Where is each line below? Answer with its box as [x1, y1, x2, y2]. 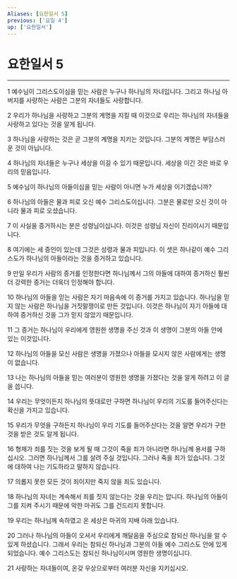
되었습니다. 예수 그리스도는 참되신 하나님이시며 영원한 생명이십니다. [7, 549, 193, 558]
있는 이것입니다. [7, 335, 51, 343]
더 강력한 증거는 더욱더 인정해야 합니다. [7, 278, 115, 287]
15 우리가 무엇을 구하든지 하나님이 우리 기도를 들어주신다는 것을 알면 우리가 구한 [7, 421, 226, 429]
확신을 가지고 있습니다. [7, 406, 70, 414]
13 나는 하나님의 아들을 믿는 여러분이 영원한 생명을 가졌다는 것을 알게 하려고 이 [7, 374, 222, 382]
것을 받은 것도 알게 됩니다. [7, 430, 79, 438]
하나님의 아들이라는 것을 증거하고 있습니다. [25, 254, 143, 263]
